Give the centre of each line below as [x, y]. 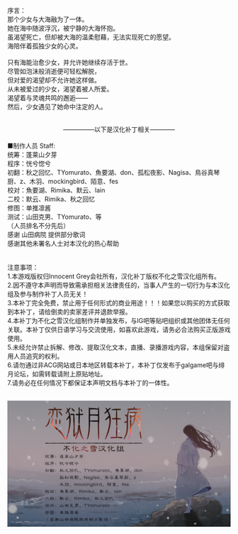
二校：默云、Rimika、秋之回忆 [51, 199]
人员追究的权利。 [38, 356]
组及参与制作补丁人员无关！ [48, 294]
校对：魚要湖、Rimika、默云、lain [56, 190]
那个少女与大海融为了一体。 [48, 19]
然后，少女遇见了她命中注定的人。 [57, 107]
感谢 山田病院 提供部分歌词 [46, 234]
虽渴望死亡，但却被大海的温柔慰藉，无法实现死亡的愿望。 [91, 37]
